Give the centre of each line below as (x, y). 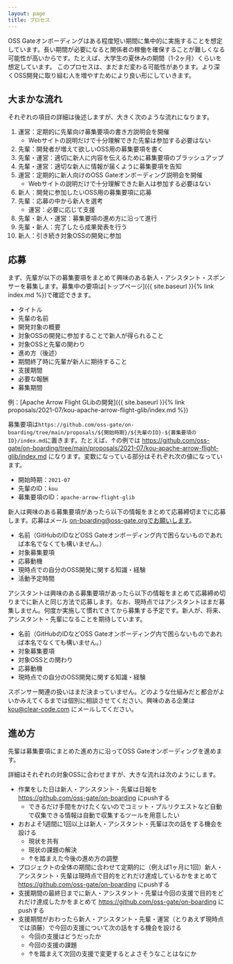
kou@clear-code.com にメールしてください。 (73, 709)
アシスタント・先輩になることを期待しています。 (77, 619)
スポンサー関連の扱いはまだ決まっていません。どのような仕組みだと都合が (113, 692)
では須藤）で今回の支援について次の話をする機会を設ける (100, 927)
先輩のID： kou (38, 488)
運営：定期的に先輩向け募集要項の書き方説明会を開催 (94, 132)
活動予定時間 (36, 578)
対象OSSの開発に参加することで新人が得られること (91, 336)
